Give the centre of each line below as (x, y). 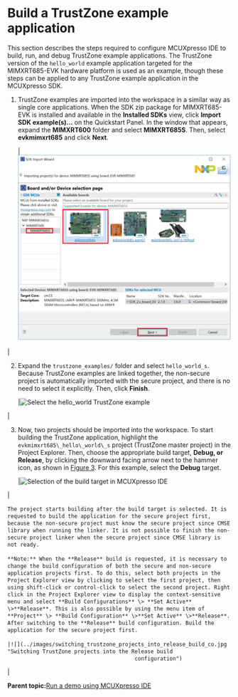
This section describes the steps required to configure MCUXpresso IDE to (117, 48)
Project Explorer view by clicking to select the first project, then (114, 580)
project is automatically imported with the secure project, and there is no (124, 381)
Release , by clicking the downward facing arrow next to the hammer (118, 460)
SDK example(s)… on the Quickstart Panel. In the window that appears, (123, 122)
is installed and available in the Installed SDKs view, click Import (126, 115)
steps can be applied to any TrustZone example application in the (103, 78)
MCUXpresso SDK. (35, 85)
